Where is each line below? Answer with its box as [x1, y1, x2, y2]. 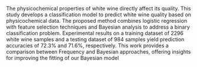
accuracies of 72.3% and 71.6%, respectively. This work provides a [6, 42, 169, 49]
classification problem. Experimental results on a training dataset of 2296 [6, 30, 184, 37]
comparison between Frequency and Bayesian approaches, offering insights [6, 48, 191, 55]
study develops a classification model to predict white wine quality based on [6, 11, 192, 18]
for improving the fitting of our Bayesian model [6, 55, 119, 61]
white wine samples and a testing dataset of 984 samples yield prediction [6, 36, 185, 43]
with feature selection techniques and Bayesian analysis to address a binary [6, 23, 190, 30]
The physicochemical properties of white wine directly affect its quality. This [6, 5, 191, 12]
